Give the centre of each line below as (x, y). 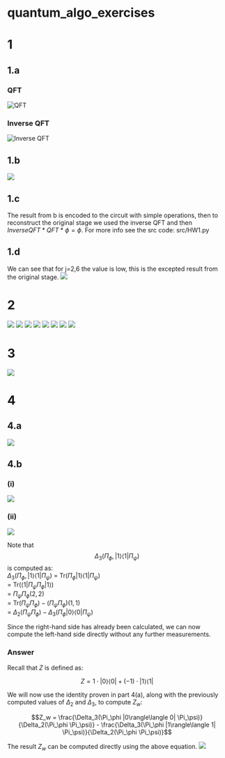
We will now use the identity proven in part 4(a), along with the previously (113, 695)
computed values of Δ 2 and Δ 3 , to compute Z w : (75, 703)
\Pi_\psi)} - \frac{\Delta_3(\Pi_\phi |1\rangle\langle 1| (142, 725)
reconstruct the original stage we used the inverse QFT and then (100, 222)
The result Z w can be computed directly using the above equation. (102, 747)
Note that (21, 545)
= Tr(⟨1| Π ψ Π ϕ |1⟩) (31, 586)
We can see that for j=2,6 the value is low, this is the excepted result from (113, 269)
